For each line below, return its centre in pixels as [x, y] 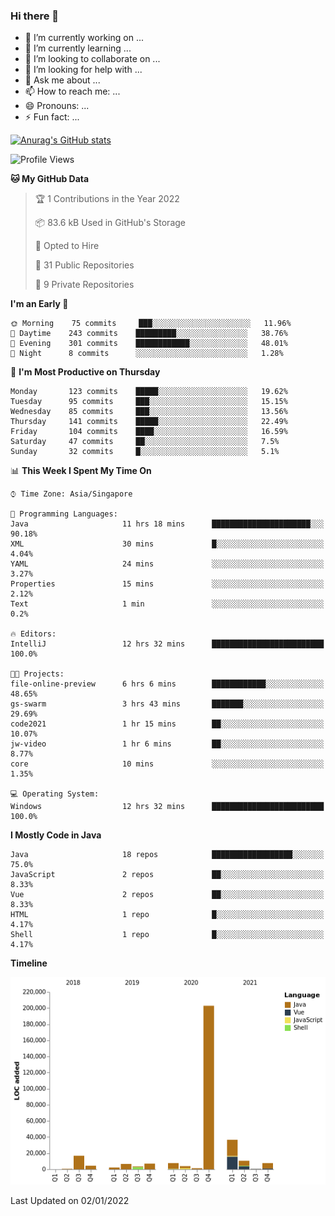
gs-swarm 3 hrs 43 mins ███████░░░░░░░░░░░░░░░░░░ [167, 704]
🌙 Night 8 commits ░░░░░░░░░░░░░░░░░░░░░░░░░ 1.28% [147, 354]
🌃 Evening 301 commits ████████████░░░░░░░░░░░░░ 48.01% [149, 344]
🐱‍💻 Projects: [37, 674]
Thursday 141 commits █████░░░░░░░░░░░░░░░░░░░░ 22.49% [149, 422]
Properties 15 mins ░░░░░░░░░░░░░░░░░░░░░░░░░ [167, 584]
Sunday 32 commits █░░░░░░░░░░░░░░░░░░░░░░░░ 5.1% [145, 452]
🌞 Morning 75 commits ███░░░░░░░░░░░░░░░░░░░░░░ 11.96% [151, 324]
